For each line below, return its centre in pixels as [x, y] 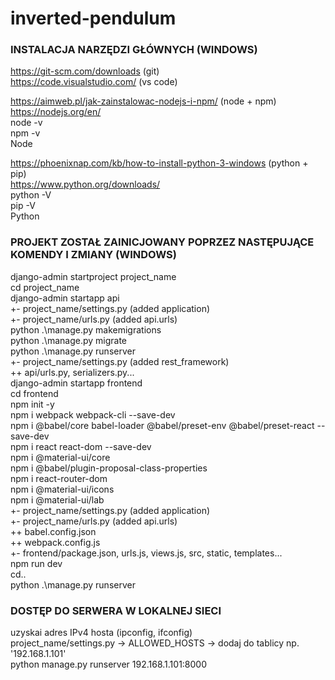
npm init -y [32, 404]
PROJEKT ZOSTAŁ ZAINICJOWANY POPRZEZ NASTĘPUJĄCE [162, 242]
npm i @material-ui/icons [62, 489]
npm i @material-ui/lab [57, 499]
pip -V [23, 206]
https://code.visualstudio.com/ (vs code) [94, 82]
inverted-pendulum [93, 18]
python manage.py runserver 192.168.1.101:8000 [109, 664]
